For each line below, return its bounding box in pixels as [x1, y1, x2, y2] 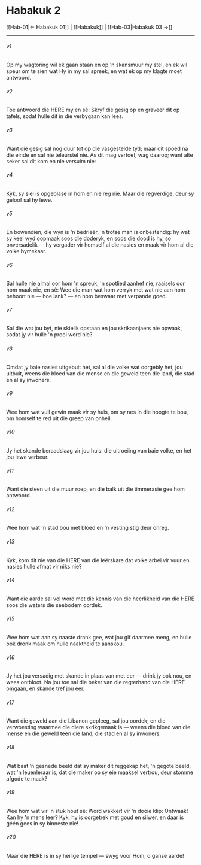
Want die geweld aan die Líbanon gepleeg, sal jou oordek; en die [6, 717, 166, 724]
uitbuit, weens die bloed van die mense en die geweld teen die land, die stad [6, 369, 195, 377]
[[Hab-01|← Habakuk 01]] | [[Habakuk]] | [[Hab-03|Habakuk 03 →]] [6, 23, 173, 31]
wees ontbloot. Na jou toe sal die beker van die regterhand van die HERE [6, 679, 185, 686]
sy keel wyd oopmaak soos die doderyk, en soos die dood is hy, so [6, 235, 172, 242]
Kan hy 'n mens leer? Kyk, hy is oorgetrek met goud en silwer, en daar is [6, 814, 184, 821]
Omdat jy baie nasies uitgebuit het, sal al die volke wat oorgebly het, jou [6, 363, 184, 371]
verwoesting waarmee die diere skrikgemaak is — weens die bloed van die [6, 724, 191, 731]
